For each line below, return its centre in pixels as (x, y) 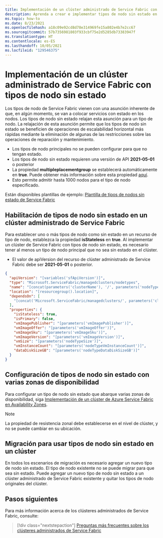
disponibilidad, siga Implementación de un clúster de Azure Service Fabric (79, 399)
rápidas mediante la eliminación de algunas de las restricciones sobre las (78, 134)
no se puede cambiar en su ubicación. (43, 428)
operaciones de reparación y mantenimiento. (50, 140)
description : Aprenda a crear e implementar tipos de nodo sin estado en (81, 14)
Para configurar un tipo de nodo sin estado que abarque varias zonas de (78, 394)
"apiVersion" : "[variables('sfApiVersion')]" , (57, 278)
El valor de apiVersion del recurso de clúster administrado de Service (81, 260)
